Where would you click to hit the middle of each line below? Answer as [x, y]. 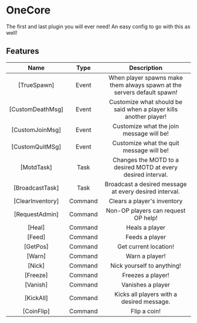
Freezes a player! [146, 275]
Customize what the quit [146, 143]
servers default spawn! [146, 92]
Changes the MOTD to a [145, 160]
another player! [146, 116]
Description [146, 68]
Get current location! [145, 246]
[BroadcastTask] [37, 187]
